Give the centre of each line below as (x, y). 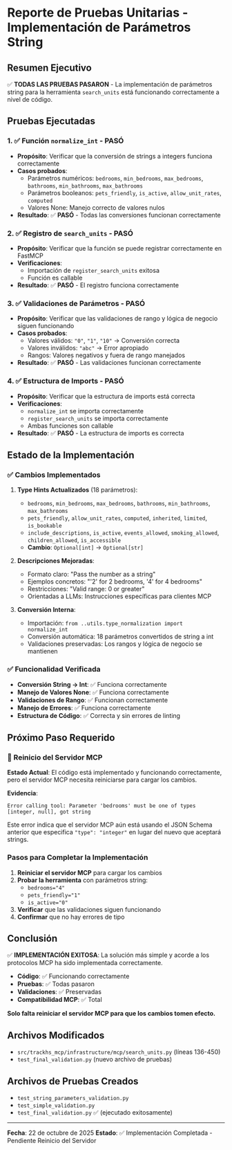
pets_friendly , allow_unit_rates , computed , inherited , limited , (117, 518)
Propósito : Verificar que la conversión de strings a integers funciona (115, 156)
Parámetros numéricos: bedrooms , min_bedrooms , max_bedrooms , (115, 178)
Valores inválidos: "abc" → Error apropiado (88, 348)
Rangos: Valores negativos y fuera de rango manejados (106, 355)
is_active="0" (48, 902)
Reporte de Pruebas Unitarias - (98, 13)
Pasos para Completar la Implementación (78, 858)
